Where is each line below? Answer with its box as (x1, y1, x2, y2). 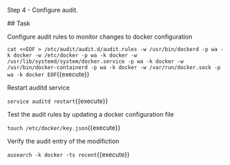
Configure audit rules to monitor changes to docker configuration (7, 32, 193, 41)
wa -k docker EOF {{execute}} (7, 70, 90, 78)
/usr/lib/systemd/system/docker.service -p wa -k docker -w (7, 58, 184, 65)
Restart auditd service (7, 84, 70, 92)
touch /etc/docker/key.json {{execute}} (7, 124, 121, 132)
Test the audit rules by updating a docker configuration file (7, 110, 174, 118)
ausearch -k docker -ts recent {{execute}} (7, 151, 130, 158)
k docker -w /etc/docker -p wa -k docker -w (7, 52, 137, 59)
